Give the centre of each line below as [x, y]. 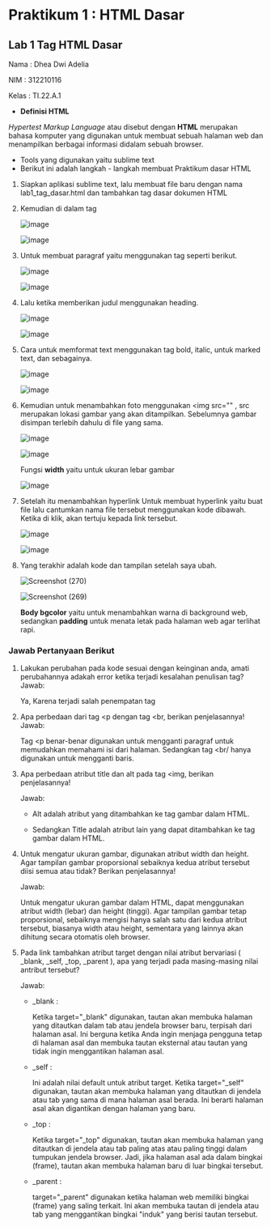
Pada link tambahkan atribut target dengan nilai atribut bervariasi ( [130, 952]
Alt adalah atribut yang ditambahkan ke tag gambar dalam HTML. [141, 814]
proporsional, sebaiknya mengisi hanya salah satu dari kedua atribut [133, 920]
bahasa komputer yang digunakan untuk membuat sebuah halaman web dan [136, 136]
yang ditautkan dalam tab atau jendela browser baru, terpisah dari [142, 1025]
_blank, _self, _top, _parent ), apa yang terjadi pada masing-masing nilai [139, 961]
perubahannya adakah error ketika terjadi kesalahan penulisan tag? [132, 677]
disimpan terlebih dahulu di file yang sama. [91, 422]
